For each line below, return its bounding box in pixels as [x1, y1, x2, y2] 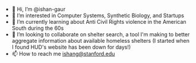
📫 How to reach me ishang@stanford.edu [11, 51, 115, 57]
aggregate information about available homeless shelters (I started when [11, 37, 190, 44]
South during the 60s [11, 24, 64, 31]
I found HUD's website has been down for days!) [11, 43, 131, 51]
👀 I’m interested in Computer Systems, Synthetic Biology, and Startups [11, 12, 184, 19]
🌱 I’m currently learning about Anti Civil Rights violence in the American [11, 18, 186, 25]
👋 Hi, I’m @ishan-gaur [11, 6, 66, 12]
